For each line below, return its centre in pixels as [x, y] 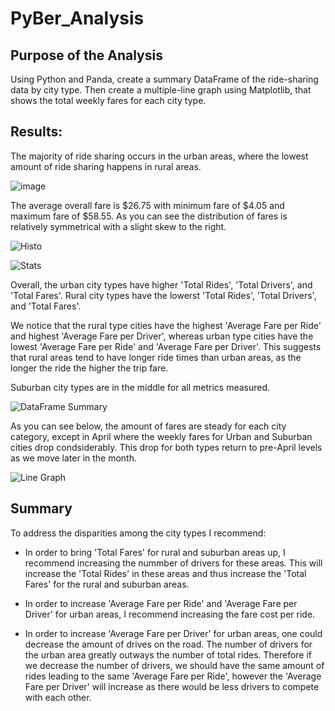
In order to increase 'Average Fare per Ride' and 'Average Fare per [161, 603]
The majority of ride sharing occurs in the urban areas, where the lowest [159, 156]
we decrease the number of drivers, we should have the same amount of [174, 665]
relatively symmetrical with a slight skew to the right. [118, 226]
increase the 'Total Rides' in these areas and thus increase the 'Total [165, 573]
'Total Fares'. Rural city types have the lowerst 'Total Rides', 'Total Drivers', [163, 295]
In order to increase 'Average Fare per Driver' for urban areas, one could [173, 633]
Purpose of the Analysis [86, 55]
